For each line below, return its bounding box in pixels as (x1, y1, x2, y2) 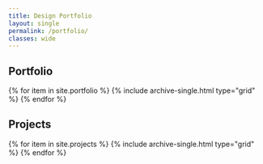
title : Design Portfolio (8, 11, 92, 20)
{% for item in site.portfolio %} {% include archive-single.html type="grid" (8, 86, 256, 95)
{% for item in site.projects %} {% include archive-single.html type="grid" (8, 139, 255, 149)
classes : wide (8, 34, 57, 43)
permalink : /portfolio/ (8, 27, 89, 35)
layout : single (8, 19, 60, 27)
